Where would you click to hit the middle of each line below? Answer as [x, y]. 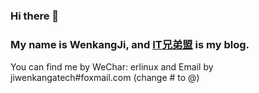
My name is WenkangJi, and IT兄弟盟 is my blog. [130, 44]
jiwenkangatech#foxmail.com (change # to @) [105, 78]
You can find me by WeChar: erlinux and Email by [112, 67]
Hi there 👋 [35, 16]
